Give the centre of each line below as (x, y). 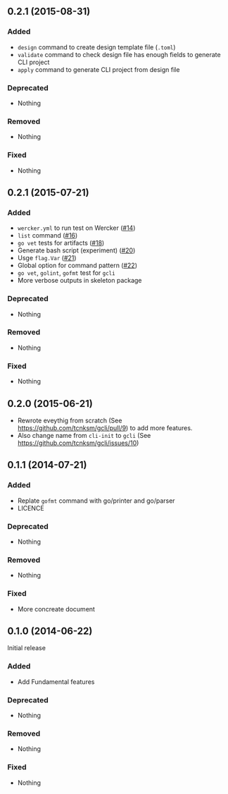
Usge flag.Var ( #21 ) (47, 258)
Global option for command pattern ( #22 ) (77, 265)
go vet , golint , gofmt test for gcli (66, 273)
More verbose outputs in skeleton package (80, 281)
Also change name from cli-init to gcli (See (84, 435)
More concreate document (56, 609)
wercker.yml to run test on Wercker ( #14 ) (76, 228)
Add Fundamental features (56, 682)
